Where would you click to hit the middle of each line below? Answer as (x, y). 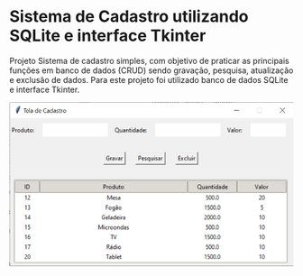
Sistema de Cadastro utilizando (129, 17)
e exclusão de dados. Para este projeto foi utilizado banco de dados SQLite (149, 79)
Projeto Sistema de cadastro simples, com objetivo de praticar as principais (150, 60)
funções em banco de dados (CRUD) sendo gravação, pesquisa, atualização (151, 70)
